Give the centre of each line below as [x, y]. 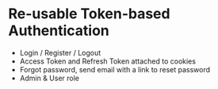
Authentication [59, 31]
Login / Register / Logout [60, 52]
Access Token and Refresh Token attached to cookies [108, 61]
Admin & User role [50, 78]
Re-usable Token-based [89, 14]
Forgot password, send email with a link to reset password [115, 69]
